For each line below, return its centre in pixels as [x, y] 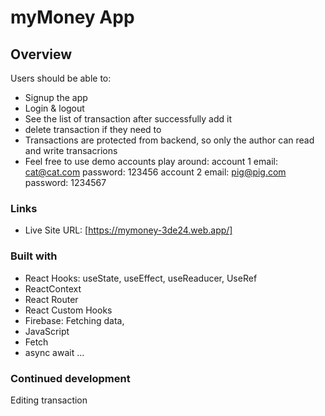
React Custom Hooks [68, 310]
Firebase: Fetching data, [74, 320]
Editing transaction [49, 400]
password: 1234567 [65, 182]
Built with [34, 256]
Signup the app [56, 97]
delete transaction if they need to [93, 129]
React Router [51, 299]
